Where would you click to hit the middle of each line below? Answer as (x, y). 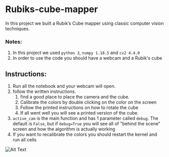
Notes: (14, 41)
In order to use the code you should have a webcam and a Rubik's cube (87, 58)
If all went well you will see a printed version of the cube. (79, 113)
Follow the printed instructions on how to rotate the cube (79, 108)
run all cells (25, 140)
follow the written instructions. (44, 91)
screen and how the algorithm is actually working (64, 129)
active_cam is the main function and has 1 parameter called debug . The (85, 118)
